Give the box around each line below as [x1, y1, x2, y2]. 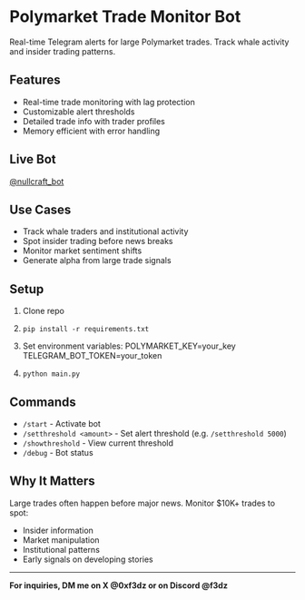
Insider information [22, 525, 93, 536]
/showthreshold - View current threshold [22, 438, 174, 448]
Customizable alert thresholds [22, 106, 135, 117]
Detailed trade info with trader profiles [22, 115, 165, 126]
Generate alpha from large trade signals [22, 255, 172, 266]
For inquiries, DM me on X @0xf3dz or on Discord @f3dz [9, 579, 229, 591]
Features [9, 73, 61, 88]
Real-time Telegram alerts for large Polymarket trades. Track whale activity [9, 36, 290, 47]
